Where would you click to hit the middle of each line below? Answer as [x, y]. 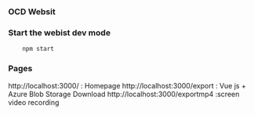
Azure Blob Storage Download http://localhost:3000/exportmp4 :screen [124, 94]
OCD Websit [32, 12]
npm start [38, 49]
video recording [34, 102]
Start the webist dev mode [60, 32]
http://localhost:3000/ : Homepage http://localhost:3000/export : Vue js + [127, 85]
